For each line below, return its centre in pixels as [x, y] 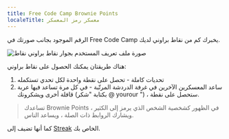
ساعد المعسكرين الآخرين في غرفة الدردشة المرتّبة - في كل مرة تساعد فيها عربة [120, 87]
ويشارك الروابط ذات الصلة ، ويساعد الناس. [79, 115]
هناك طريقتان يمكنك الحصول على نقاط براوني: [67, 66]
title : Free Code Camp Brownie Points [63, 13]
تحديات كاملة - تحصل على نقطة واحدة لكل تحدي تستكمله [90, 79]
